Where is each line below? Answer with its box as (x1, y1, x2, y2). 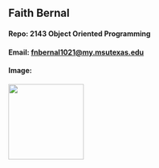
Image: (8, 66, 32, 76)
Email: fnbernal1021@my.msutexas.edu (8, 47, 145, 57)
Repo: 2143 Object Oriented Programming (8, 28, 151, 39)
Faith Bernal (8, 6, 70, 20)
